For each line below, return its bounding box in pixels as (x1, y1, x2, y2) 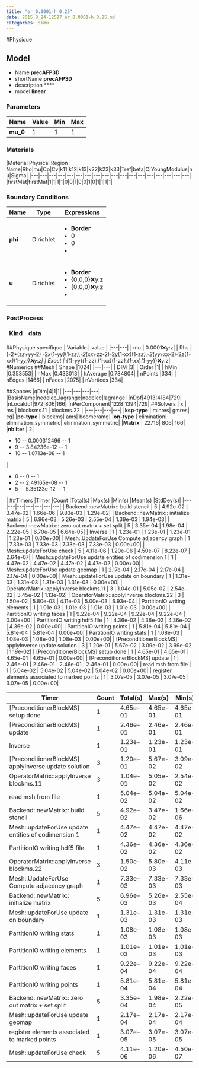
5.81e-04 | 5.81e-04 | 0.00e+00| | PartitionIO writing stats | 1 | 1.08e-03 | (6, 630, 183, 637)
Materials (6, 146, 34, 154)
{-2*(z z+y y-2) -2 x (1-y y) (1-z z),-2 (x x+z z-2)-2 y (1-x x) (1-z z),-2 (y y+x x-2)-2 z (6, 351, 185, 358)
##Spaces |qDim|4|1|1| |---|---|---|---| (6, 388, 101, 395)
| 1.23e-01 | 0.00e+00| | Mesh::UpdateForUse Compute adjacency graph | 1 (6, 535, 190, 542)
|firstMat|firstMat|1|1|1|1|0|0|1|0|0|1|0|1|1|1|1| (6, 178, 113, 185)
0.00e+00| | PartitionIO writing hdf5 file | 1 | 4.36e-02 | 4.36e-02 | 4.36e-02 (6, 616, 191, 624)
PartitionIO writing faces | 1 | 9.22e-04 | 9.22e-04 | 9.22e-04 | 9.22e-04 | (6, 611, 185, 618)
